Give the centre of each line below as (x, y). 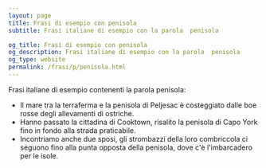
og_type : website (37, 60)
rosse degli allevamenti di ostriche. (77, 113)
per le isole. (39, 155)
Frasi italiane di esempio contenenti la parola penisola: (97, 89)
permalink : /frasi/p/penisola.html (67, 67)
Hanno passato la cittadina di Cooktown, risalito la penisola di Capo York (139, 122)
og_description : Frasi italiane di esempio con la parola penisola (124, 53)
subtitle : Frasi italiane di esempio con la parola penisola (113, 30)
